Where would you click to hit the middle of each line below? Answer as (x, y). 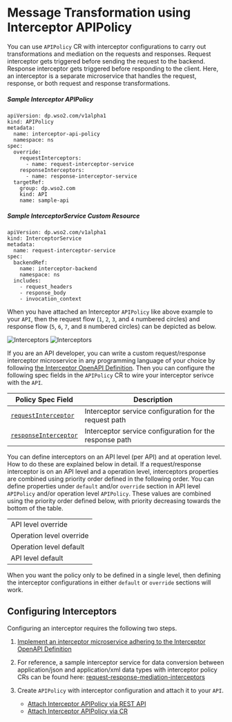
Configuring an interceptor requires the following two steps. (92, 628)
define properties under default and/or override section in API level (104, 486)
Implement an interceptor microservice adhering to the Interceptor (111, 641)
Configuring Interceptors (62, 612)
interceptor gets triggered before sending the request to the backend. (106, 61)
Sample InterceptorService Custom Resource (74, 216)
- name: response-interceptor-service (81, 176)
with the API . (25, 382)
